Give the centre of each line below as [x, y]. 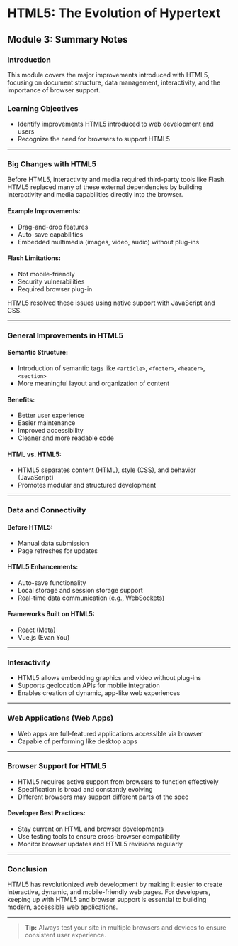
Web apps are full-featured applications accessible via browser [110, 733]
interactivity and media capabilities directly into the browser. [95, 195]
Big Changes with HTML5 [52, 164]
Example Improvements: [44, 211]
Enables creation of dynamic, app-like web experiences [99, 693]
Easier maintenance [46, 423]
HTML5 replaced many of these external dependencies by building [105, 187]
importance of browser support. [54, 90]
